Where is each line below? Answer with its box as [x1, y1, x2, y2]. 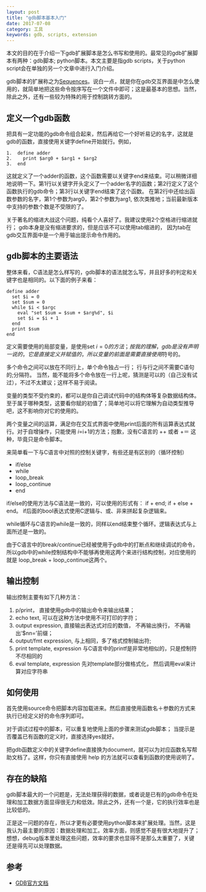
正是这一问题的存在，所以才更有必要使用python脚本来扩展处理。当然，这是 [6, 819, 196, 826]
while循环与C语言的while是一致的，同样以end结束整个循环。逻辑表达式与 [6, 520, 192, 527]
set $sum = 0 [12, 299, 45, 305]
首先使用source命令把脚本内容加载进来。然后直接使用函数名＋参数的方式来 [6, 704, 196, 712]
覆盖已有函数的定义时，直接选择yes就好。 [11, 733, 118, 741]
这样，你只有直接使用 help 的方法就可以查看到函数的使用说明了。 [32, 753, 198, 761]
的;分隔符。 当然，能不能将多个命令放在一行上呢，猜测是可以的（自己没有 [6, 371, 193, 378]
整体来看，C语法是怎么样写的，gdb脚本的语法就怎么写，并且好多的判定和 [6, 268, 192, 276]
